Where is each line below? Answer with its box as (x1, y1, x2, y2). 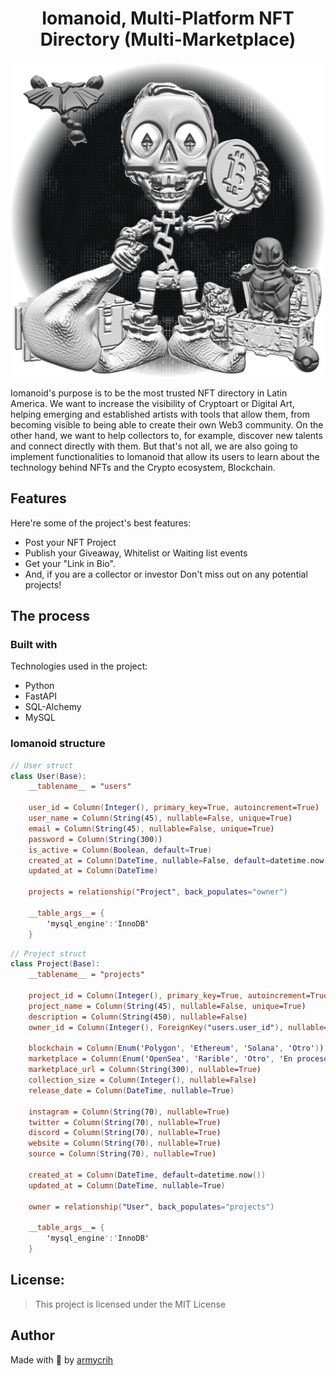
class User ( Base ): (10, 771, 87, 781)
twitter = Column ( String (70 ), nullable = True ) (28, 1117, 222, 1127)
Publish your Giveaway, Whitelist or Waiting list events (24, 547, 248, 559)
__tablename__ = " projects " (28, 970, 145, 980)
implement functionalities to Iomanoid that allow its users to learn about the (10, 450, 320, 462)
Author (10, 1327, 55, 1344)
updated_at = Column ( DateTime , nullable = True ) (28, 1180, 226, 1191)
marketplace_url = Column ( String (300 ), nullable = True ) (28, 1065, 262, 1075)
